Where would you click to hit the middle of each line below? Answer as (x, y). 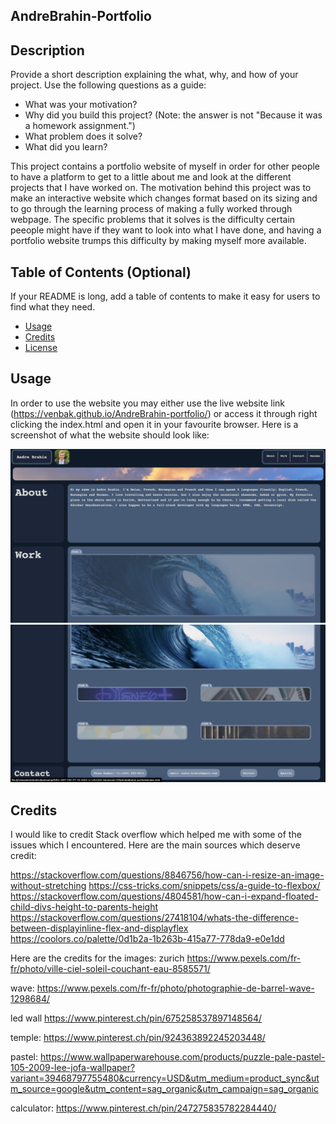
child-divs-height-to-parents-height (84, 907)
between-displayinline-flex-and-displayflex (99, 928)
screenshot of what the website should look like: (110, 435)
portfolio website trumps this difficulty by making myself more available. (158, 241)
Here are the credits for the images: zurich (97, 958)
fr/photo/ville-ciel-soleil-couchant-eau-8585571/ (110, 969)
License (41, 348)
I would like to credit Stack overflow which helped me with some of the (156, 835)
